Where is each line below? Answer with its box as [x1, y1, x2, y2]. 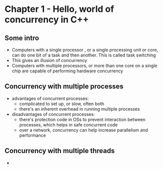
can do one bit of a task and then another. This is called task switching [11, 52, 156, 58]
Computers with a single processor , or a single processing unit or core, [11, 47, 159, 53]
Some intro [4, 34, 39, 42]
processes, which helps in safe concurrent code [19, 121, 118, 127]
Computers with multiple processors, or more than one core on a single [11, 63, 158, 68]
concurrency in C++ [4, 14, 89, 25]
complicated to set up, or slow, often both [19, 101, 105, 107]
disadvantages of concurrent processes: [11, 111, 95, 117]
